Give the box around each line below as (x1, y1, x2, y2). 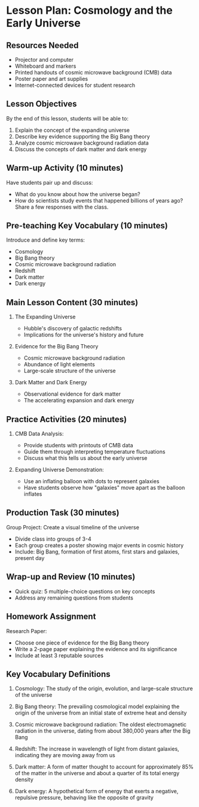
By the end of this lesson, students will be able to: (6, 115, 128, 122)
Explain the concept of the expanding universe (14, 127, 130, 134)
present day (14, 554, 45, 561)
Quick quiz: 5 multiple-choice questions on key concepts (14, 588, 155, 595)
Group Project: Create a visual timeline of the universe (6, 523, 139, 531)
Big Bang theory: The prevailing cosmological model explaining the (14, 703, 180, 710)
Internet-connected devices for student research (14, 82, 136, 89)
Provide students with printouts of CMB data (23, 442, 133, 449)
